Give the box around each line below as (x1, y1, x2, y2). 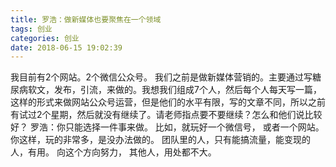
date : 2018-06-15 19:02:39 (10, 42, 123, 53)
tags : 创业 (10, 24, 53, 34)
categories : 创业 (10, 33, 80, 43)
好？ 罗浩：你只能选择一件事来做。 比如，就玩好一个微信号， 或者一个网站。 (10, 121, 325, 133)
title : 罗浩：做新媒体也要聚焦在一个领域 (10, 14, 162, 25)
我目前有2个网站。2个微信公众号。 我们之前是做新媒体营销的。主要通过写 (10, 71, 313, 83)
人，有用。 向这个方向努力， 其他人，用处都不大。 (10, 146, 217, 158)
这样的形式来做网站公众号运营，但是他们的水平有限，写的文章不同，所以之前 (10, 96, 326, 108)
